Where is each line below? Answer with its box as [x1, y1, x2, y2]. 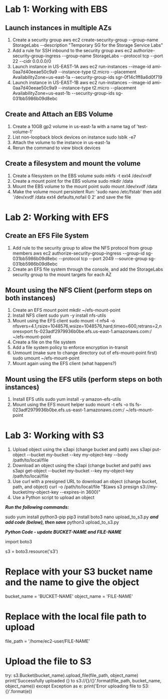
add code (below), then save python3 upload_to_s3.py [5, 519, 119, 525]
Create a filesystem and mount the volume [5, 159, 141, 168]
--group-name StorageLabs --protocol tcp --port [62, 53, 163, 59]
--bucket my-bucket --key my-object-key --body [27, 452, 128, 458]
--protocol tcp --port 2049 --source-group [58, 255, 148, 262]
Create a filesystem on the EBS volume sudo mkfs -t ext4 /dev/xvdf [12, 172, 152, 179]
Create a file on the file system [12, 339, 76, 345]
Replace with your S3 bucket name [5, 566, 153, 577]
